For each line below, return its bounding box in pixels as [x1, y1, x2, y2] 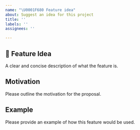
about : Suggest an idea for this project [5, 12, 94, 17]
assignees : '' [5, 26, 35, 31]
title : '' [5, 17, 26, 22]
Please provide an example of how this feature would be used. [5, 119, 135, 125]
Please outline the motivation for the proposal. [5, 91, 102, 97]
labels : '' [5, 21, 28, 27]
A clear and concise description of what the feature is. [5, 63, 118, 69]
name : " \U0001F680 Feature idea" [5, 7, 76, 13]
